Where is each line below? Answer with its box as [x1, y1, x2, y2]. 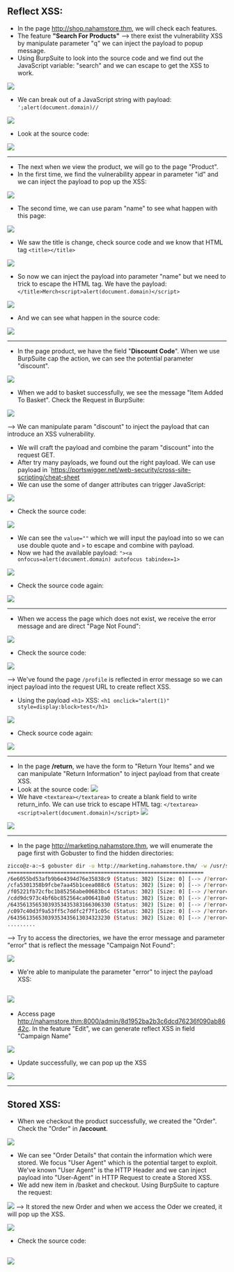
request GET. [17, 451, 56, 459]
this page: [17, 211, 47, 219]
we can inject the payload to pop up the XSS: [17, 177, 147, 186]
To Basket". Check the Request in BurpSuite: [17, 395, 145, 404]
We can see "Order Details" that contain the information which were [17, 1151, 212, 1160]
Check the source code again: [17, 581, 104, 590]
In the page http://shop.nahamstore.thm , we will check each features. [17, 24, 217, 32]
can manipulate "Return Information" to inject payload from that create [17, 769, 220, 777]
